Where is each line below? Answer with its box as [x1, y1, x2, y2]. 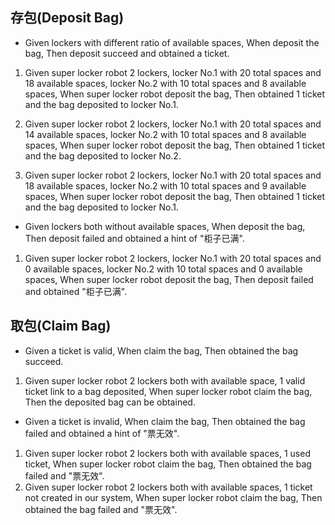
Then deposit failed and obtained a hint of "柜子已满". [24, 232, 245, 244]
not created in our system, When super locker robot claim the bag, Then [24, 491, 323, 503]
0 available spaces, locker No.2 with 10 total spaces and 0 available [24, 263, 303, 275]
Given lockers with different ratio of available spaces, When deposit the [24, 36, 320, 48]
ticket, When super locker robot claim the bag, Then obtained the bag [24, 458, 312, 470]
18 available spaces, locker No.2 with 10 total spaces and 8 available [24, 77, 307, 89]
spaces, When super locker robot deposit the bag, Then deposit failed [24, 273, 314, 285]
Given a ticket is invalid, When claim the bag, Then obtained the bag [24, 415, 306, 427]
